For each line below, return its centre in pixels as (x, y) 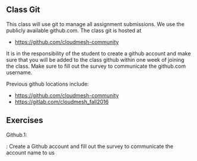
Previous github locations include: (47, 84)
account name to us (31, 152)
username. (19, 72)
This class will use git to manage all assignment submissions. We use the (96, 24)
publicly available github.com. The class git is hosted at (74, 30)
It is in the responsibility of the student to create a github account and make (99, 53)
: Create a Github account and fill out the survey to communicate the (90, 146)
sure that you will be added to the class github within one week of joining (95, 59)
